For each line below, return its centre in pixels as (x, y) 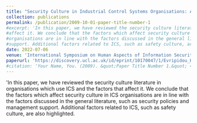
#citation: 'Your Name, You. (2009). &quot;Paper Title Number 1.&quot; (97, 66)
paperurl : (18, 60)
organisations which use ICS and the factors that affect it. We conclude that (97, 89)
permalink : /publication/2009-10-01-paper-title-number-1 (78, 22)
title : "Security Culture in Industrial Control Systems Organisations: (97, 11)
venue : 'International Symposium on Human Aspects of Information (89, 55)
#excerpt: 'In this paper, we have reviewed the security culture (89, 28)
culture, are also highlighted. (40, 114)
